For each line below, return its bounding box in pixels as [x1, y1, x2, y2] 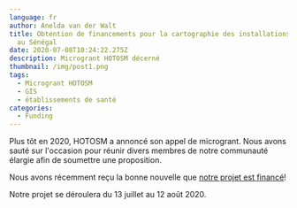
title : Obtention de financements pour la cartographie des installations [9, 29, 291, 38]
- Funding [17, 112, 53, 120]
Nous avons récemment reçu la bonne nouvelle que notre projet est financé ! [9, 172, 287, 182]
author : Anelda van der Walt [9, 21, 117, 30]
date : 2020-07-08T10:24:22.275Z [9, 46, 128, 55]
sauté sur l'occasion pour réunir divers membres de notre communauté [9, 145, 269, 156]
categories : [9, 104, 53, 112]
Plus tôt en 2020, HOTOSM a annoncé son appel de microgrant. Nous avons [9, 136, 287, 147]
